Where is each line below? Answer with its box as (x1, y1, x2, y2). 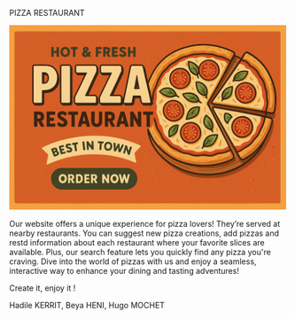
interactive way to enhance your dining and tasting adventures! (9, 266, 239, 276)
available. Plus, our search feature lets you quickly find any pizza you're (9, 247, 272, 257)
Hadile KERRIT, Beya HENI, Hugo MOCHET (9, 300, 166, 310)
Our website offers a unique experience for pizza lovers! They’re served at (9, 219, 281, 229)
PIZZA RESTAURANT (9, 8, 86, 18)
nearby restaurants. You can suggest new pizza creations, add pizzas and (9, 228, 280, 238)
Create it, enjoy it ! (9, 283, 76, 293)
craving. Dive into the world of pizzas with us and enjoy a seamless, (9, 256, 257, 267)
